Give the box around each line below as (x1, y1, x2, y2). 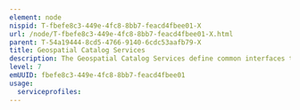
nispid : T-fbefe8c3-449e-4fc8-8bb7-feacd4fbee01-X (9, 21, 202, 30)
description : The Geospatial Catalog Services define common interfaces (9, 54, 286, 63)
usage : (9, 79, 34, 88)
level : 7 (9, 63, 42, 72)
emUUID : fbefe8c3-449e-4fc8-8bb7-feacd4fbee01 (9, 71, 186, 80)
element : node (9, 12, 62, 22)
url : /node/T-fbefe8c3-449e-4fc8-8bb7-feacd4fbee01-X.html (9, 29, 234, 38)
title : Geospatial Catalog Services (9, 46, 146, 55)
